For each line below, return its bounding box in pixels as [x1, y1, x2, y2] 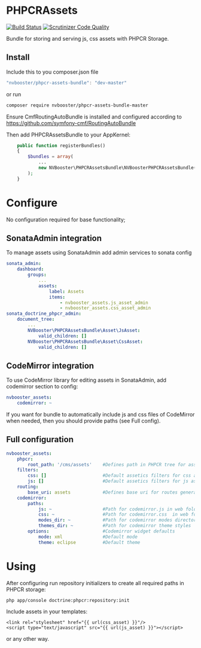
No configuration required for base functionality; [6, 216, 126, 223]
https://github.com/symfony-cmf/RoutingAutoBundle [6, 119, 136, 126]
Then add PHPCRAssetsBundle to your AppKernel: [6, 131, 130, 138]
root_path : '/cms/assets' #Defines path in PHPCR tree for [28, 461, 186, 467]
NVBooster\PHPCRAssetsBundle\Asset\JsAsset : [28, 327, 141, 333]
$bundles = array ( [28, 154, 74, 160]
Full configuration [6, 434, 74, 445]
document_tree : [17, 317, 55, 323]
